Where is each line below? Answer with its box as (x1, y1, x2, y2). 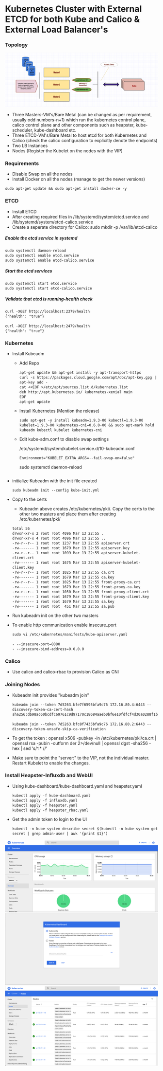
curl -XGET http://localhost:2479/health (5, 324, 90, 328)
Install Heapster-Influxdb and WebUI (5, 772, 93, 779)
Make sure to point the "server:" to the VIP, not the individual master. (12, 755, 149, 761)
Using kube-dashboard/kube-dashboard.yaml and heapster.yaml (12, 783, 142, 789)
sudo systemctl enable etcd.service (5, 253, 79, 258)
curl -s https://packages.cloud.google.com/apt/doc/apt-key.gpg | (19, 375, 157, 380)
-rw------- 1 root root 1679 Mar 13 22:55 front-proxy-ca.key (12, 584, 141, 589)
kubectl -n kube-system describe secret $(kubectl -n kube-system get (12, 826, 158, 831)
